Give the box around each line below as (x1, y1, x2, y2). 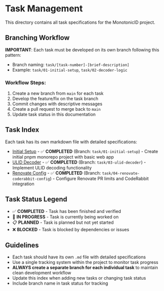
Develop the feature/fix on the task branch (12, 96, 98, 102)
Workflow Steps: (5, 79, 46, 86)
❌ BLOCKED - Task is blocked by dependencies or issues (12, 226, 130, 232)
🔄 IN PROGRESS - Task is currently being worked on (12, 213, 119, 220)
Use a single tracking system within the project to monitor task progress (12, 259, 159, 265)
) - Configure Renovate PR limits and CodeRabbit (50, 175, 149, 181)
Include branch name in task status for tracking (12, 280, 108, 287)
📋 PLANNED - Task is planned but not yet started (12, 219, 114, 225)
